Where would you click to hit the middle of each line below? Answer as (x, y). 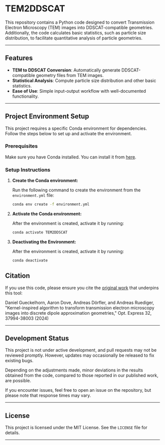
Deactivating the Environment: (44, 242)
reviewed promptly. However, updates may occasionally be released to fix (80, 355)
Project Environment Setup (47, 116)
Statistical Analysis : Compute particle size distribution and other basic (84, 80)
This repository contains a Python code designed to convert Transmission (80, 22)
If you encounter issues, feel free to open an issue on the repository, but (78, 390)
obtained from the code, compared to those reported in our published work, (82, 375)
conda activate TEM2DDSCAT (40, 232)
